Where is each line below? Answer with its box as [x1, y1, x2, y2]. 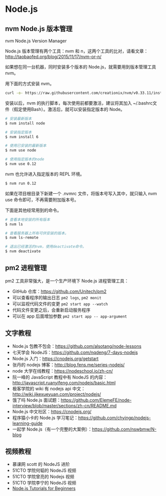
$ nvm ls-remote [5, 235, 39, 240]
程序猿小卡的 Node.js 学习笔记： [12, 415, 79, 421]
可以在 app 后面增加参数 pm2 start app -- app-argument [12, 313, 127, 319]
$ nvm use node [5, 148, 37, 153]
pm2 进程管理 [5, 264, 47, 272]
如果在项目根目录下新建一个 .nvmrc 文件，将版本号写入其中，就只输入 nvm [5, 190, 157, 196]
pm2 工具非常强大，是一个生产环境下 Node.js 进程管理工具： [5, 277, 129, 283]
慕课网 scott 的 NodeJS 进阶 [12, 461, 70, 467]
